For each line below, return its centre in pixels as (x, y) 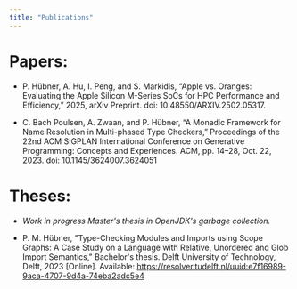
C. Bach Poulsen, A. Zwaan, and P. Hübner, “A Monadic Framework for (151, 122)
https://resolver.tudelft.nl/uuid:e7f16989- (212, 266)
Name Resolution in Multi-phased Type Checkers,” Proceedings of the (151, 132)
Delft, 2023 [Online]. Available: (78, 266)
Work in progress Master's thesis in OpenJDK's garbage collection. (146, 221)
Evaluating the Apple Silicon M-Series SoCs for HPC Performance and (151, 95)
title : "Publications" (51, 17)
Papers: (39, 61)
